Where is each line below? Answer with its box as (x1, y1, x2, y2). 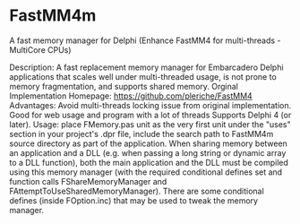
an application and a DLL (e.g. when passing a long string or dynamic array (9, 147, 287, 158)
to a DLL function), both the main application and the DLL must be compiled (9, 157, 289, 168)
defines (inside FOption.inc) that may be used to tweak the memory (9, 194, 258, 206)
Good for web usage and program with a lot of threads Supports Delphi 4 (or (9, 109, 292, 120)
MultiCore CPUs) (9, 44, 72, 55)
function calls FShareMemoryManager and (9, 176, 167, 186)
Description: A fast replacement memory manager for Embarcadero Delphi (9, 62, 284, 73)
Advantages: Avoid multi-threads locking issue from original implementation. (9, 99, 292, 110)
